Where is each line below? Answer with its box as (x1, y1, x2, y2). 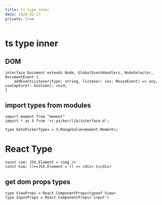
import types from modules (5, 101, 91, 109)
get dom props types (5, 177, 71, 186)
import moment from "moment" (5, 114, 65, 119)
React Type (5, 144, 53, 155)
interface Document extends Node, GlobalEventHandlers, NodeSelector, (5, 70, 154, 76)
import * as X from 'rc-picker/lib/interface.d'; (5, 119, 110, 123)
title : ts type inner (5, 7, 50, 12)
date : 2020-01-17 (5, 12, 41, 17)
